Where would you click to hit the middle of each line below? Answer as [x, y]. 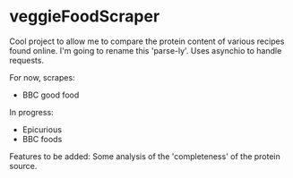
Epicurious [42, 129]
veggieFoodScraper [85, 17]
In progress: [31, 112]
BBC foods [42, 139]
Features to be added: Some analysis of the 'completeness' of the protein [145, 156]
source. [23, 165]
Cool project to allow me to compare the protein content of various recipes [147, 41]
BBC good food [51, 95]
